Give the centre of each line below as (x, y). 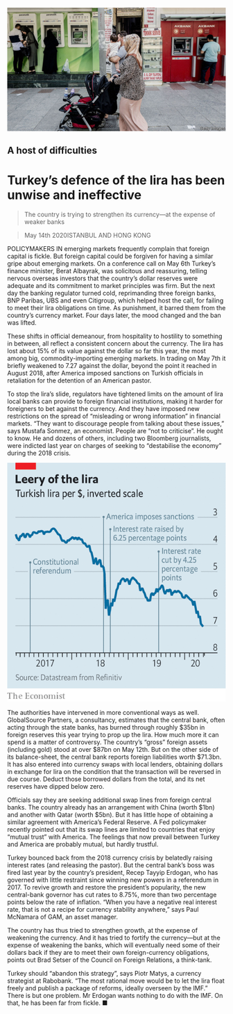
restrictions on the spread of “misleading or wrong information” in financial (114, 416)
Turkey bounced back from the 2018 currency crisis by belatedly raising (110, 858)
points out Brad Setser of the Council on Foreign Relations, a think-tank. (110, 960)
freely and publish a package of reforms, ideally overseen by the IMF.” (107, 988)
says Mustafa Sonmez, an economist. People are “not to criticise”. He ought (115, 430)
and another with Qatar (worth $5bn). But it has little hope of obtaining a (110, 814)
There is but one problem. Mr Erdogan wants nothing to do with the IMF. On (115, 995)
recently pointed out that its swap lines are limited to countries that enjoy (111, 829)
